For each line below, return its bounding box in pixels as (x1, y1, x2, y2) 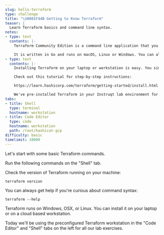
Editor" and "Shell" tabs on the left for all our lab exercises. (5, 225, 123, 231)
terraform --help (5, 197, 41, 202)
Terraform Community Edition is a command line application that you (14, 43, 159, 48)
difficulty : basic (5, 132, 42, 138)
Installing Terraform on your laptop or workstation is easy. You (14, 66, 152, 71)
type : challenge (5, 12, 38, 17)
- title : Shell (5, 101, 36, 106)
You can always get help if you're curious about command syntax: (5, 187, 138, 193)
